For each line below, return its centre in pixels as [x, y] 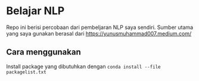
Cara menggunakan [44, 52]
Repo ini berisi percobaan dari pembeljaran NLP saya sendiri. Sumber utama [100, 27]
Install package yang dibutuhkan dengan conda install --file [83, 66]
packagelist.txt [26, 72]
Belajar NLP [35, 11]
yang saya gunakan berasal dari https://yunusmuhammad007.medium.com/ [99, 33]
